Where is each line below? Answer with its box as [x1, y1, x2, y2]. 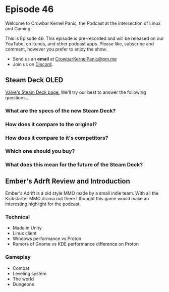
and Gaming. [5, 25, 32, 31]
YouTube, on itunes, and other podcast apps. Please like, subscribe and [5, 40, 154, 46]
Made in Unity [12, 225, 42, 231]
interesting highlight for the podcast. [5, 201, 81, 207]
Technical [5, 213, 30, 220]
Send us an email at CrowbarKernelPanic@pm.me [12, 55, 117, 62]
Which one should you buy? [5, 148, 75, 155]
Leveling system [12, 270, 47, 276]
